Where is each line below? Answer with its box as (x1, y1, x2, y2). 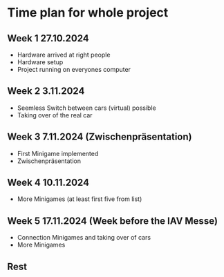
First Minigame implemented (17, 149, 99, 157)
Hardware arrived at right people (17, 50, 111, 59)
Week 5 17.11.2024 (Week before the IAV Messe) (7, 215, 218, 227)
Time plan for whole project (7, 5, 169, 21)
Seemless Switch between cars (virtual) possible (17, 104, 157, 112)
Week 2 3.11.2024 (7, 85, 85, 97)
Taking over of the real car (17, 111, 93, 119)
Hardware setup (17, 58, 64, 66)
